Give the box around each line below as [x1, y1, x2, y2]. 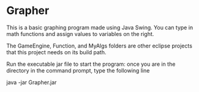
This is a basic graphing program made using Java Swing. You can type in [6, 24, 193, 31]
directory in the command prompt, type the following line [6, 66, 150, 74]
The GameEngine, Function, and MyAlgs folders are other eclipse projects [6, 42, 193, 49]
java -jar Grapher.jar [6, 79, 57, 86]
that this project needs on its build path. [6, 48, 107, 55]
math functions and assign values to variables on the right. [6, 30, 154, 37]
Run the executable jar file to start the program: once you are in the [6, 60, 176, 68]
